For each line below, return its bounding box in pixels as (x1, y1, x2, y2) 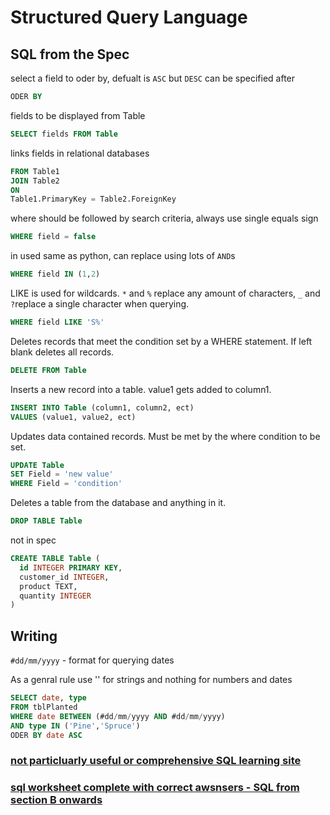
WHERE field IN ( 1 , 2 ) (10, 269, 101, 280)
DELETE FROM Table (10, 365, 87, 375)
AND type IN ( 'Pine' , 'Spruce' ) (10, 721, 141, 731)
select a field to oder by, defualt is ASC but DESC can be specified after (10, 72, 296, 84)
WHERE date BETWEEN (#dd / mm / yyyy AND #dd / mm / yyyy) (10, 711, 226, 721)
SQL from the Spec (10, 46, 130, 63)
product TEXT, (19, 581, 78, 591)
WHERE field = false (10, 232, 97, 242)
